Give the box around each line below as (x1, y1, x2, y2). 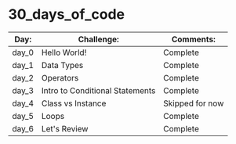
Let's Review (41, 123, 89, 134)
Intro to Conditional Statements (41, 85, 156, 95)
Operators (41, 72, 79, 83)
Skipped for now (163, 98, 224, 109)
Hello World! (41, 47, 87, 58)
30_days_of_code (8, 5, 125, 23)
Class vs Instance (41, 98, 107, 109)
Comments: (171, 34, 216, 45)
